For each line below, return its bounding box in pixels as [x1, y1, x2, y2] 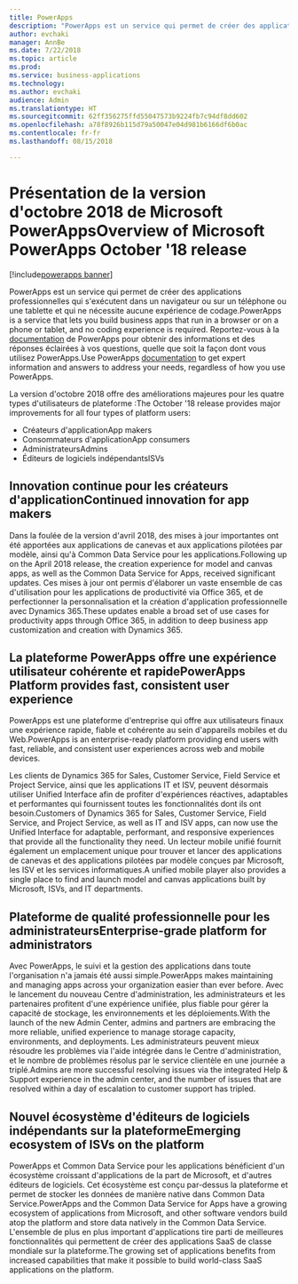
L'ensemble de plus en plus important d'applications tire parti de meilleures [9, 1226, 284, 1237]
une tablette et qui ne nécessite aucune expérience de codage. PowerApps [9, 305, 282, 315]
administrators [9, 937, 93, 952]
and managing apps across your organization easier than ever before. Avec [9, 979, 284, 991]
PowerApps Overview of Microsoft [9, 220, 265, 241]
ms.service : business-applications [9, 71, 141, 80]
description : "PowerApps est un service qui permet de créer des [9, 21, 255, 30]
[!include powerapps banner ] [9, 268, 114, 280]
